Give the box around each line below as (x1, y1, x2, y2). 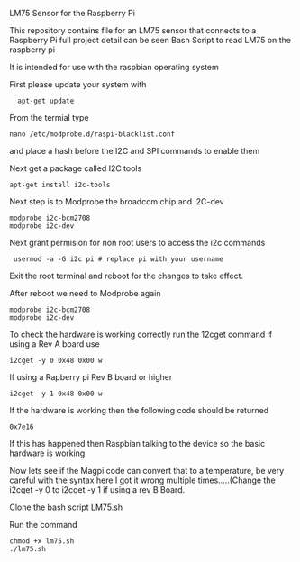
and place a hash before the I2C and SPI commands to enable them (9, 146, 260, 156)
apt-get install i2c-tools (9, 180, 111, 189)
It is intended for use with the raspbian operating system (9, 62, 219, 72)
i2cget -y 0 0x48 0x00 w (9, 356, 103, 365)
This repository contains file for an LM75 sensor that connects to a (9, 25, 257, 35)
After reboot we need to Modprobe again (9, 288, 161, 298)
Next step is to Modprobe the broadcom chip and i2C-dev (9, 196, 224, 206)
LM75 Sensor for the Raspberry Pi (9, 8, 135, 18)
